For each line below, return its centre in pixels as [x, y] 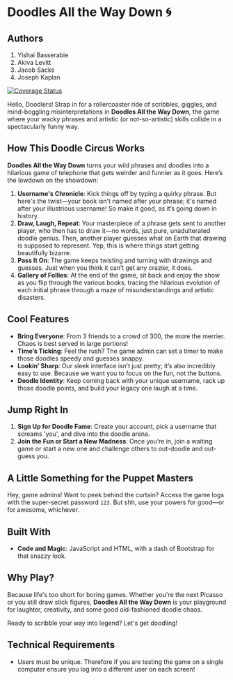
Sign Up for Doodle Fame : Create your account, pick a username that [117, 427]
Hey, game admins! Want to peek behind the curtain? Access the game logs [116, 495]
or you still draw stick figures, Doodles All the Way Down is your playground [117, 602]
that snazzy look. [42, 556]
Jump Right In [38, 410]
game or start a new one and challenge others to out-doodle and [110, 449]
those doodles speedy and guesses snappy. [80, 358]
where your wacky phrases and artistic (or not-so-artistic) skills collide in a [114, 119]
